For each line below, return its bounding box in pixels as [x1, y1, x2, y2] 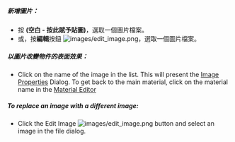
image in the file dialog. [17, 126, 86, 135]
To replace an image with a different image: [7, 101, 139, 110]
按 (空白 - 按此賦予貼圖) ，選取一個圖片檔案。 [17, 25, 149, 34]
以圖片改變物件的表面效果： [7, 52, 88, 60]
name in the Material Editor [17, 85, 97, 93]
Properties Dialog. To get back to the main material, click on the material [17, 78, 229, 86]
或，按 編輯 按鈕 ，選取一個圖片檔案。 [17, 34, 200, 42]
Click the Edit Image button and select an [17, 119, 214, 127]
